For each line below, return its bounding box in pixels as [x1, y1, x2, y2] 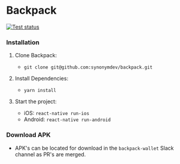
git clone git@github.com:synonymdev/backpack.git [23, 64, 153, 70]
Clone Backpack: [14, 52, 57, 59]
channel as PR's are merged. [14, 150, 86, 158]
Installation [6, 38, 40, 47]
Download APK [6, 131, 51, 139]
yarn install [23, 88, 57, 94]
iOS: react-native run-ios [23, 110, 90, 117]
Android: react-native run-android [23, 116, 111, 123]
